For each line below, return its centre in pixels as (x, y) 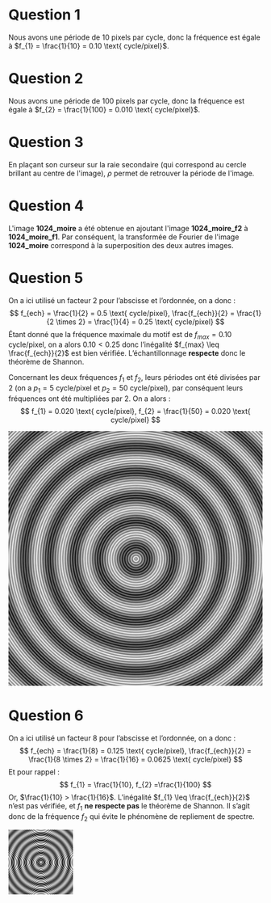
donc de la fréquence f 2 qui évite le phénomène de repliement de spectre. (132, 817)
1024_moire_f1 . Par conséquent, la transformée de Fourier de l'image (124, 237)
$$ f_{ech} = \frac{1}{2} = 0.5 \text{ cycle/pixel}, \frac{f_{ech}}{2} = (122, 313)
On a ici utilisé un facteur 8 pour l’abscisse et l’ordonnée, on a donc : (122, 738)
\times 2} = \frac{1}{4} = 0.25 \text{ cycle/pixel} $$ (140, 322)
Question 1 (44, 15)
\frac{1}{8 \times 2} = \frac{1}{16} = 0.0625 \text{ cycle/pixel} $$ (135, 760)
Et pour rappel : (34, 772)
